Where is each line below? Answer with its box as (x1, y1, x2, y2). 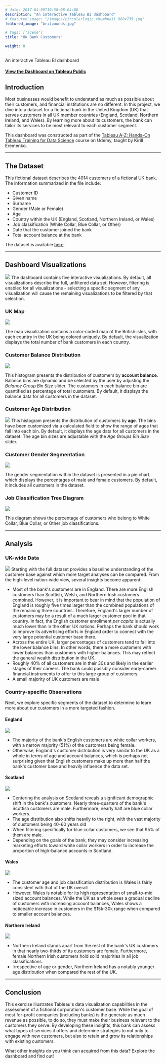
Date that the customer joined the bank (12, 227, 92, 233)
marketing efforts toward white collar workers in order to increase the (12, 842, 154, 848)
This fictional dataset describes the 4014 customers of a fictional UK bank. (5, 175, 157, 181)
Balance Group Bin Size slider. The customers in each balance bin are (5, 383, 147, 389)
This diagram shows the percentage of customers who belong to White (5, 515, 150, 521)
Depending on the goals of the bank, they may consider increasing (12, 837, 148, 843)
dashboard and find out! (5, 1053, 54, 1059)
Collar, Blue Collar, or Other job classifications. (5, 520, 100, 526)
